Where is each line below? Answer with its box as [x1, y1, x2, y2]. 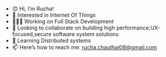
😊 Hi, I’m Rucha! [12, 5, 54, 12]
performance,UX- [116, 24, 161, 31]
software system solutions [52, 31, 119, 38]
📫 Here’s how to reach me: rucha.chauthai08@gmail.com [12, 44, 157, 50]
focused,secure [12, 31, 52, 38]
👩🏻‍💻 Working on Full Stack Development [12, 18, 114, 25]
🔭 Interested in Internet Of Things [12, 11, 96, 19]
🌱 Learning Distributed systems [12, 37, 91, 44]
